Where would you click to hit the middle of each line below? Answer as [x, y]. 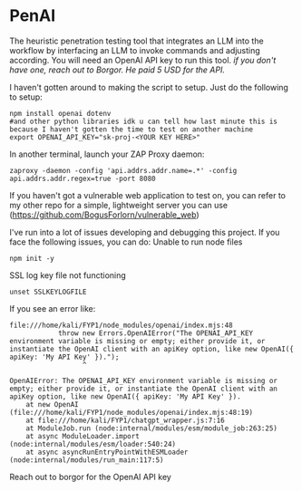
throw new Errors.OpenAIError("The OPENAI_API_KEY [156, 333]
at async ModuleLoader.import [83, 436]
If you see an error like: [53, 308]
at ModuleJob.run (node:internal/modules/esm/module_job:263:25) [152, 428]
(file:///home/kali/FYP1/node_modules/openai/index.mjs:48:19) [132, 412]
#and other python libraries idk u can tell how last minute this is [144, 121]
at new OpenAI [52, 404]
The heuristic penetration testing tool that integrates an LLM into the [137, 41]
